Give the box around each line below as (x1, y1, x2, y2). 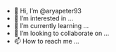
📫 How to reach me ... (13, 37, 79, 45)
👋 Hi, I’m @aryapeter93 (13, 7, 82, 15)
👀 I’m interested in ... (13, 14, 74, 22)
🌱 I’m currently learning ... (13, 22, 89, 30)
